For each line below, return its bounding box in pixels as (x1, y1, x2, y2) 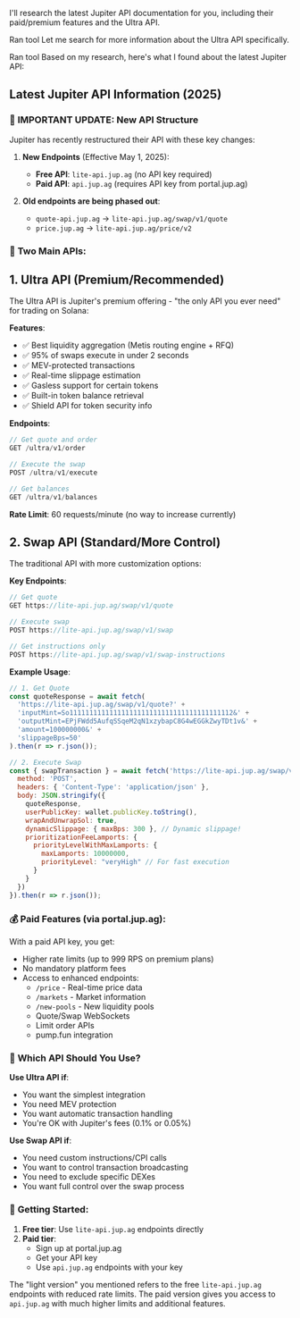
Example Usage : (9, 666, 71, 677)
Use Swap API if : (9, 1135, 72, 1146)
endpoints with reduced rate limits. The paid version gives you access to (9, 1289, 276, 1299)
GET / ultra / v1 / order (9, 444, 87, 453)
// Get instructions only (9, 642, 105, 651)
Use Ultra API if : (9, 1072, 70, 1083)
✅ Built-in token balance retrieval (21, 390, 145, 401)
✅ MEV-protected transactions (21, 360, 136, 371)
